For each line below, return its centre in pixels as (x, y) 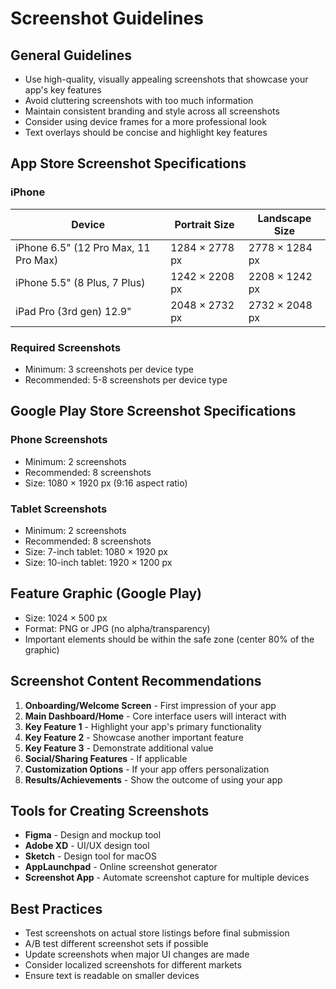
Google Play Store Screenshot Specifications (153, 411)
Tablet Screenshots (59, 509)
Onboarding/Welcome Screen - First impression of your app (150, 705)
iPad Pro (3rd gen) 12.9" (73, 311)
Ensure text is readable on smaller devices (112, 976)
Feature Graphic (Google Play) (106, 593)
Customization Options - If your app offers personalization (147, 769)
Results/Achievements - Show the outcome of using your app (153, 779)
